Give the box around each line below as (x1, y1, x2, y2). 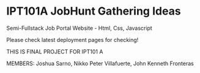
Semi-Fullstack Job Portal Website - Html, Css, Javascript (6, 24, 153, 32)
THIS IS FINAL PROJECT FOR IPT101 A (6, 47, 103, 55)
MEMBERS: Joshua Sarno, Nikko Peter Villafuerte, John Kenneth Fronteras (6, 60, 194, 67)
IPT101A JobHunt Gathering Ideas (6, 4, 182, 18)
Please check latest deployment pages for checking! (6, 36, 139, 43)
